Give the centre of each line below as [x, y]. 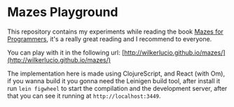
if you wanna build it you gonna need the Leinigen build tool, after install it [114, 80]
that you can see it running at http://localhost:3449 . [84, 96]
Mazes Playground [63, 12]
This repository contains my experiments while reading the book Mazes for [116, 31]
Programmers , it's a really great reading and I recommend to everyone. [110, 38]
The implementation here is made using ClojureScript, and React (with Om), [116, 73]
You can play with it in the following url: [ [66, 52]
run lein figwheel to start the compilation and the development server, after [117, 88]
